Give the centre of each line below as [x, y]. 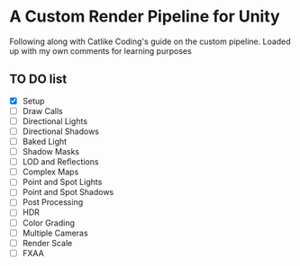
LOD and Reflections [60, 162]
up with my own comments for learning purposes [100, 50]
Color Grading [48, 223]
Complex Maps [50, 172]
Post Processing [53, 202]
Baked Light [45, 142]
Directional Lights [55, 121]
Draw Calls [42, 111]
